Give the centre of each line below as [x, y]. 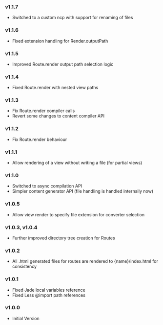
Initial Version [26, 318]
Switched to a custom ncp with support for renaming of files [72, 18]
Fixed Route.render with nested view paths [55, 88]
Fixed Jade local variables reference [49, 290]
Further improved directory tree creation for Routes [64, 238]
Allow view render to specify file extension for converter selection [78, 214]
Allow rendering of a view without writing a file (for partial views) [77, 163]
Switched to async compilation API [47, 186]
